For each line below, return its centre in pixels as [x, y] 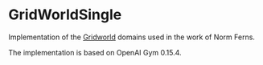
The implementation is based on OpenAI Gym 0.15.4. [95, 52]
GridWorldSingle [65, 15]
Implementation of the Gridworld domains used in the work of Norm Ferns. [132, 37]
